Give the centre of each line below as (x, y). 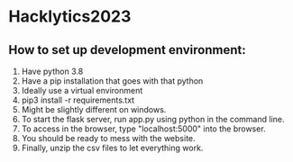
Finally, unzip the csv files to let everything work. (112, 148)
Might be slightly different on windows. (94, 109)
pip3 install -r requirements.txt (78, 100)
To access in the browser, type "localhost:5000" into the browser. (144, 129)
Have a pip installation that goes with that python (112, 81)
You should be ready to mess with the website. (108, 138)
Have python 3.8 (52, 71)
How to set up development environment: (127, 50)
